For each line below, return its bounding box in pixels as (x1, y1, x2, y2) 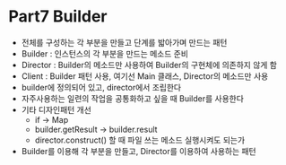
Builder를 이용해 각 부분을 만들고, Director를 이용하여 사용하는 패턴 (21, 145, 256, 156)
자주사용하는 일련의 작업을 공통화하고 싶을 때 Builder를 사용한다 (21, 92, 244, 104)
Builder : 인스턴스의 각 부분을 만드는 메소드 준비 (21, 48, 189, 59)
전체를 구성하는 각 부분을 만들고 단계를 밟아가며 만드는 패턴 (21, 37, 228, 48)
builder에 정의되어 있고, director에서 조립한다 (21, 82, 181, 92)
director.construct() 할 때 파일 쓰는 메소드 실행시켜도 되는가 (34, 135, 246, 145)
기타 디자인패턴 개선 (21, 104, 91, 115)
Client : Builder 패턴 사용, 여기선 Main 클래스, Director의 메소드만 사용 (21, 70, 269, 82)
